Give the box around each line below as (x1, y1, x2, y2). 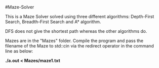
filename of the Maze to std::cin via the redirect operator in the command (5, 43, 154, 48)
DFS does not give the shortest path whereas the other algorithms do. (5, 28, 147, 34)
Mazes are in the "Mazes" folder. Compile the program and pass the (5, 38, 144, 44)
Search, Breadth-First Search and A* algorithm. (5, 19, 101, 24)
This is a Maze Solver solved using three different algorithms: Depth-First (5, 14, 155, 19)
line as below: (5, 48, 34, 54)
